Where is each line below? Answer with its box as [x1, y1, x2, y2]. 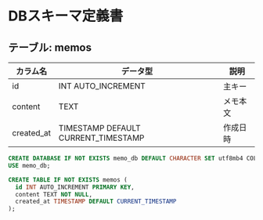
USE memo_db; [8, 161, 51, 169]
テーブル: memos [8, 41, 92, 54]
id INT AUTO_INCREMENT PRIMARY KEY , [15, 183, 135, 191]
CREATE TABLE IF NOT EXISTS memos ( [8, 175, 128, 184]
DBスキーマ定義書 [8, 7, 124, 25]
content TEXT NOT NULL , [15, 190, 92, 198]
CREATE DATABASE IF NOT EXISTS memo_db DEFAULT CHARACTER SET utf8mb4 [8, 154, 243, 162]
